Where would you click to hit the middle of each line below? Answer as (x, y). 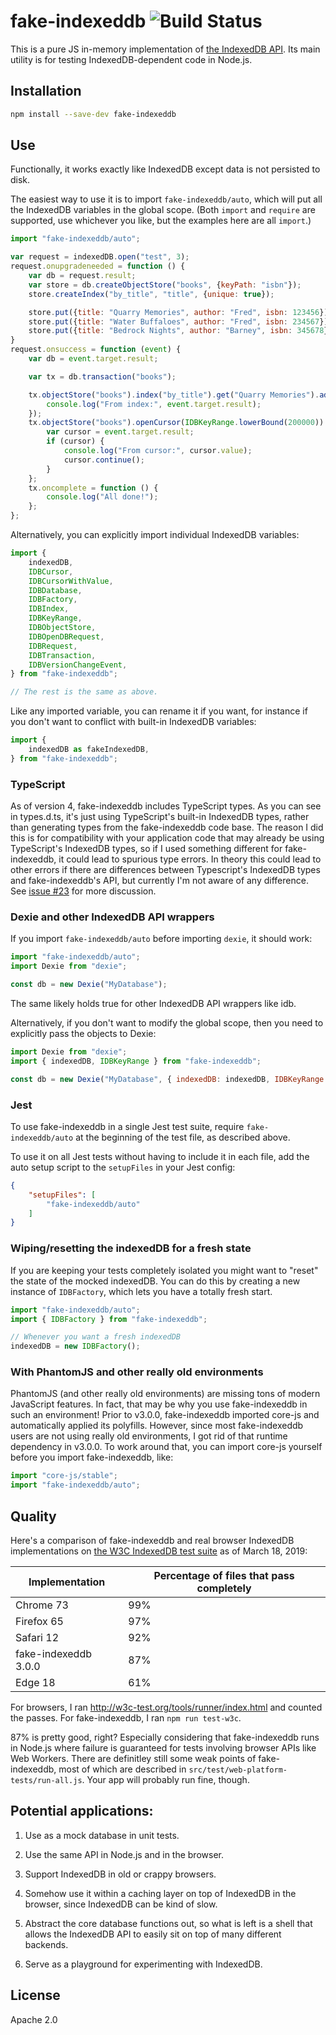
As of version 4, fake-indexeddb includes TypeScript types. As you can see (166, 806)
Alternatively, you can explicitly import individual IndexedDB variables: (155, 535)
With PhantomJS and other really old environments (137, 1372)
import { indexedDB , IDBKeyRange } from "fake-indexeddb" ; (136, 1061)
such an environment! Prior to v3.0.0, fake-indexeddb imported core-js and (165, 1415)
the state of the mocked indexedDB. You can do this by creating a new (155, 1281)
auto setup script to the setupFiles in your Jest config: (123, 1167)
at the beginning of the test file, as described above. (183, 1137)
